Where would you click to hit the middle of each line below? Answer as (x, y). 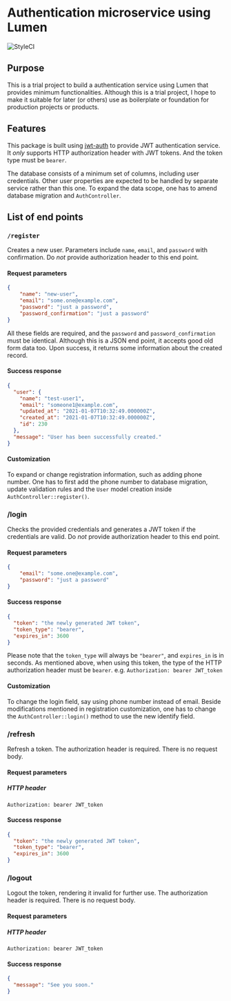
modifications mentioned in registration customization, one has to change (112, 709)
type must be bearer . (37, 160)
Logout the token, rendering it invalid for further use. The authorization (108, 893)
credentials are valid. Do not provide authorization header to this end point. (114, 537)
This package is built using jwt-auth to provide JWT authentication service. (114, 145)
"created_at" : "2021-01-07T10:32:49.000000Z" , (88, 418)
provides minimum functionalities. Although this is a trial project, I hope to (111, 92)
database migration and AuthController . (64, 196)
